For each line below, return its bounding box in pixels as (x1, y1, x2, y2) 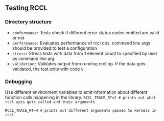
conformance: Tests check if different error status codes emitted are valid (12, 29, 160, 36)
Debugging (5, 78, 32, 85)
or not (12, 35, 24, 40)
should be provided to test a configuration (12, 45, 97, 51)
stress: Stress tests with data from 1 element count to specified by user (12, 50, 158, 56)
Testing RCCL (5, 4, 48, 12)
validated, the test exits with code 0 (12, 66, 84, 72)
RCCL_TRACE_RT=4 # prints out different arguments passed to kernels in (5, 108, 157, 113)
